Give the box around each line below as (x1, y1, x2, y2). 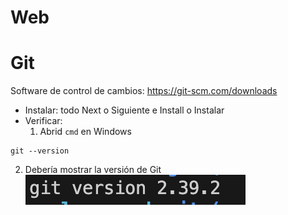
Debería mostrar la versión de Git (24, 164, 162, 176)
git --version (10, 146, 70, 156)
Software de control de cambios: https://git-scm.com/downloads (10, 85, 278, 97)
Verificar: (24, 115, 63, 127)
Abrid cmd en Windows (39, 126, 132, 138)
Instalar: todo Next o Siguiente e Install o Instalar (24, 104, 225, 116)
